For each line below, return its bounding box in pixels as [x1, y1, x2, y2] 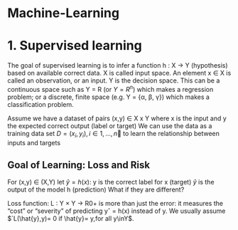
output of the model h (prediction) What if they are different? [7, 185, 185, 194]
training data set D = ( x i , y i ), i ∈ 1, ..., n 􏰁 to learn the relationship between [7, 129, 220, 140]
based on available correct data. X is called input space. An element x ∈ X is [7, 69, 232, 78]
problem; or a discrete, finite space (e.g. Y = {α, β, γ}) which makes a [7, 93, 210, 101]
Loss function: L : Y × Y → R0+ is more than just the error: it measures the [7, 199, 224, 208]
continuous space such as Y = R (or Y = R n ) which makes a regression [7, 84, 214, 93]
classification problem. [7, 100, 74, 108]
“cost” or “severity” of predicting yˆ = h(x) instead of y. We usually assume [7, 207, 226, 215]
